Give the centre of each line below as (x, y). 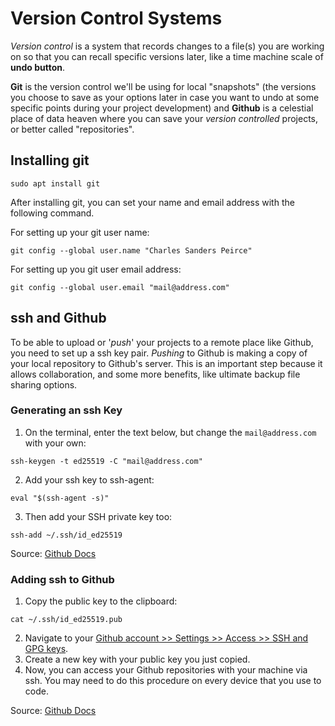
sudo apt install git (55, 183)
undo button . (38, 67)
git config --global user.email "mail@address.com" (120, 287)
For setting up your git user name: (80, 232)
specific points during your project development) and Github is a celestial (162, 108)
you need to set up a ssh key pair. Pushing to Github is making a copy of (159, 353)
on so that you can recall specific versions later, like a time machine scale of (167, 56)
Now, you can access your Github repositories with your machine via (166, 670)
